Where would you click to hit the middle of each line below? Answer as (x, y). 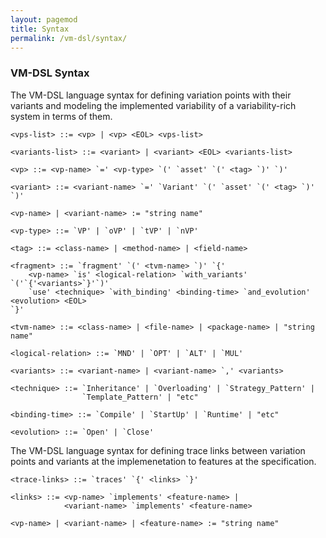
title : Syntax (40, 29)
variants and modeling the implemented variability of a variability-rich (153, 105)
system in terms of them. (61, 116)
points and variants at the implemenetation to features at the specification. (163, 461)
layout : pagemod (44, 19)
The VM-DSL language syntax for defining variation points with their (151, 95)
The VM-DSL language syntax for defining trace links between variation (158, 450)
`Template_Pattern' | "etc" (140, 397)
